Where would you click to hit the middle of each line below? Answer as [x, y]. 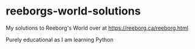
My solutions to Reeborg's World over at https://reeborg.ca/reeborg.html [97, 28]
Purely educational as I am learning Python [60, 39]
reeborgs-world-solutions [73, 11]
